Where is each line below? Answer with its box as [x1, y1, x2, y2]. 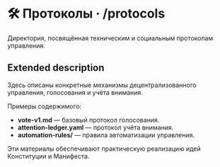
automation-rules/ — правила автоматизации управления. [17, 130, 195, 139]
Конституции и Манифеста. [7, 151, 90, 160]
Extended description [7, 62, 105, 74]
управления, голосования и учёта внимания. [7, 88, 144, 96]
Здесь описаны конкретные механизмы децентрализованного [7, 81, 197, 89]
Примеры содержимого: [7, 102, 82, 110]
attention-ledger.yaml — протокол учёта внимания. [17, 123, 174, 132]
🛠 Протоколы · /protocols [7, 6, 166, 22]
